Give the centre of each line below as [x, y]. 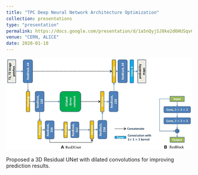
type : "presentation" [33, 25]
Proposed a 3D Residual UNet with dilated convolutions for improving [90, 160]
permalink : [19, 31]
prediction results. [28, 166]
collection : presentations [39, 18]
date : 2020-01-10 [27, 43]
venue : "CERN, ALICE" [33, 37]
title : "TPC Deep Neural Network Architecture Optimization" [83, 12]
